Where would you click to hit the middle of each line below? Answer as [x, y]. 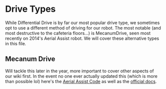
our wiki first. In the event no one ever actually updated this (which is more [81, 76]
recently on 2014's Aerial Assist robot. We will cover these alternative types [82, 38]
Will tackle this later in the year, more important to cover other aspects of [80, 71]
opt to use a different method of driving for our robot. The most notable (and [83, 28]
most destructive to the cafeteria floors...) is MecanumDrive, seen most [78, 33]
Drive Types [30, 9]
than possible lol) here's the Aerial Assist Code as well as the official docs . [81, 81]
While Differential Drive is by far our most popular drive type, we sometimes [83, 23]
